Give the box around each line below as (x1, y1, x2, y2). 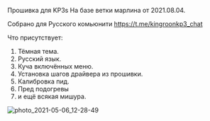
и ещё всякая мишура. (17, 92, 87, 100)
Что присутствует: (7, 33, 63, 42)
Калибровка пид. (17, 77, 70, 86)
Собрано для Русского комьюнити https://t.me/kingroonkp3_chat (7, 20, 204, 28)
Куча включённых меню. (17, 62, 94, 70)
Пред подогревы (17, 85, 70, 93)
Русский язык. (17, 54, 62, 63)
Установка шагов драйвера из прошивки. (17, 70, 143, 78)
